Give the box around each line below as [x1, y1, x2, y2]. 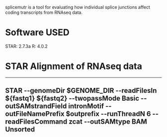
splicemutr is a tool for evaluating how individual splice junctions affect [5, 4, 151, 10]
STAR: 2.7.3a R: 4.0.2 [5, 43, 48, 49]
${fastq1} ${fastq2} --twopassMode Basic [5, 94, 140, 103]
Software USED [5, 27, 70, 38]
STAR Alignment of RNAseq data [5, 61, 143, 72]
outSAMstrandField [5, 102, 67, 111]
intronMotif [68, 102, 104, 111]
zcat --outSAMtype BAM [69, 118, 148, 126]
